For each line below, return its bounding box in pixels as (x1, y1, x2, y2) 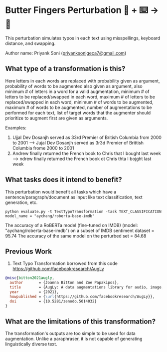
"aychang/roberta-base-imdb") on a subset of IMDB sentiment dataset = (5, 227, 155, 233)
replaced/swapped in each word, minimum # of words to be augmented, (5, 99, 154, 105)
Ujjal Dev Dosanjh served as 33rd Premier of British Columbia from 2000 (12, 134, 162, 140)
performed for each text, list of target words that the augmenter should (5, 109, 151, 115)
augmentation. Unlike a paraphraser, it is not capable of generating (5, 336, 143, 342)
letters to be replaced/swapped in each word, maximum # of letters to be (5, 93, 156, 99)
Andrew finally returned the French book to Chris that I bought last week (12, 150, 161, 156)
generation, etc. (5, 199, 38, 205)
